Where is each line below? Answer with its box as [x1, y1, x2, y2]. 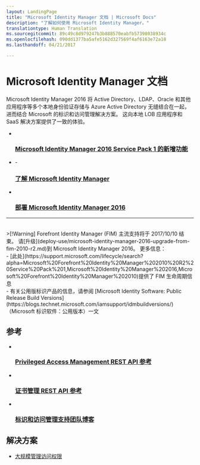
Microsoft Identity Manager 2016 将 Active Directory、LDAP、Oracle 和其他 [6, 95, 191, 103]
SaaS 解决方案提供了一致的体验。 [6, 117, 88, 125]
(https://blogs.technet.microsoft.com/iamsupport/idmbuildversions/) [6, 300, 174, 308]
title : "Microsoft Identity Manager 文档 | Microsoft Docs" [6, 14, 157, 20]
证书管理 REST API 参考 [14, 386, 82, 395]
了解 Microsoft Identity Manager [14, 175, 110, 183]
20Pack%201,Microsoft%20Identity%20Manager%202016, [33, 265, 179, 272]
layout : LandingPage [6, 8, 58, 15]
